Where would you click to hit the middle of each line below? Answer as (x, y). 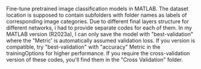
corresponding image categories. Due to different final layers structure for (97, 21)
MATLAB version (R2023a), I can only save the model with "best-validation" (100, 34)
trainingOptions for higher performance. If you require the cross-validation (98, 53)
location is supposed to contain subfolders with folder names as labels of (97, 15)
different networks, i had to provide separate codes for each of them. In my (99, 28)
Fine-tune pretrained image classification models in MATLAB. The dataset (97, 9)
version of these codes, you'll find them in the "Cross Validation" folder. (94, 60)
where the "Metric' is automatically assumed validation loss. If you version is (101, 40)
